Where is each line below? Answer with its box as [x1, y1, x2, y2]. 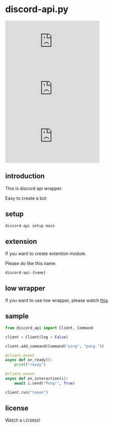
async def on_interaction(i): [5, 376, 69, 381]
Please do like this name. [5, 261, 57, 267]
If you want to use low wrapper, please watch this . [5, 297, 109, 304]
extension [5, 237, 38, 246]
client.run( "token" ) [5, 390, 49, 395]
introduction [5, 172, 45, 181]
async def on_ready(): [5, 358, 53, 363]
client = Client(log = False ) [5, 334, 69, 339]
